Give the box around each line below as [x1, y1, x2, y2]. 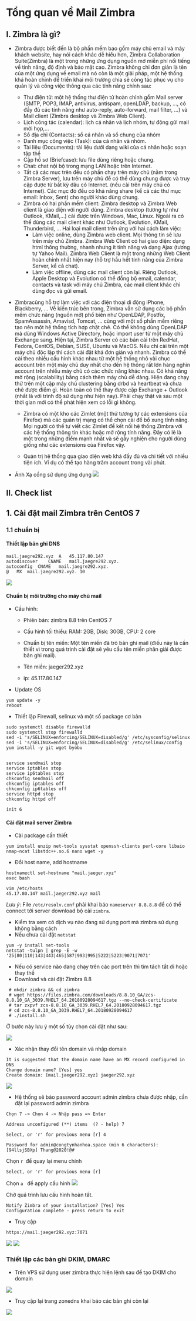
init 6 [6, 807, 22, 812]
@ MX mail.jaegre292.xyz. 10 [6, 568, 85, 574]
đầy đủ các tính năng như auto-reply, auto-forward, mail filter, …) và [23, 106, 188, 113]
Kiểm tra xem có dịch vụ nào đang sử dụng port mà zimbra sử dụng [14, 919, 178, 926]
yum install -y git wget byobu [6, 745, 83, 751]
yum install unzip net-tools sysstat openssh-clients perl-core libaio [6, 844, 185, 850]
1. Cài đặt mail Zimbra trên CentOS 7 [6, 508, 140, 518]
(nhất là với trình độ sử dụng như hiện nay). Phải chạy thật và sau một [14, 393, 183, 399]
